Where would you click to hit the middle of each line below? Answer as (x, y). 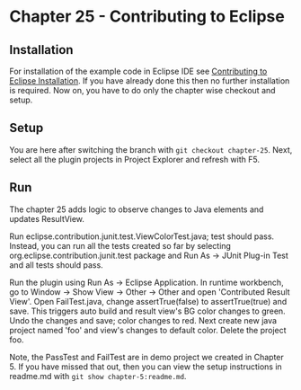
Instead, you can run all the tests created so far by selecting (120, 245)
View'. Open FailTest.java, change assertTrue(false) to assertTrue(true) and (148, 301)
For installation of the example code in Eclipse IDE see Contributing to (138, 71)
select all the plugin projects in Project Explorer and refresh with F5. (135, 159)
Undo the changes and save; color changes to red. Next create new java (143, 320)
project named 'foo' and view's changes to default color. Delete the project (148, 330)
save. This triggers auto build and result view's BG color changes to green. (147, 311)
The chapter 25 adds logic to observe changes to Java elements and (137, 209)
